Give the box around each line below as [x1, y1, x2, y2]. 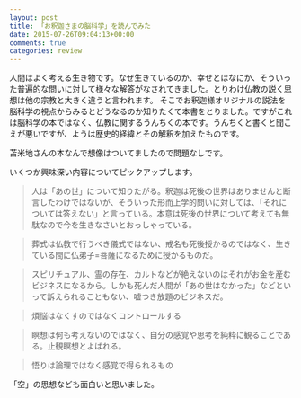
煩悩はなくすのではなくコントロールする [31, 311, 181, 322]
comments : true [9, 38, 66, 48]
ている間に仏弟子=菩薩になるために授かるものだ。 [31, 250, 218, 261]
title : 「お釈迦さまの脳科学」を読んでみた [9, 22, 151, 31]
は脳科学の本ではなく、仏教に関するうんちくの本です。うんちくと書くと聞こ [9, 118, 292, 128]
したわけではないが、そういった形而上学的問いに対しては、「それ [39, 197, 279, 208]
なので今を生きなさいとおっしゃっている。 [39, 219, 198, 230]
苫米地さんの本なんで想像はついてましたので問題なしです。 [9, 147, 228, 158]
